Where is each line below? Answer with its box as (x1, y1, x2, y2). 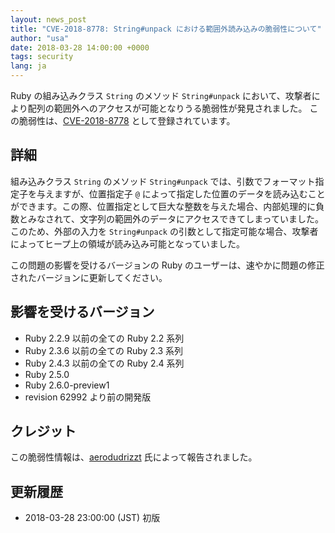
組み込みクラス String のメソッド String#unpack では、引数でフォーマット (10, 175, 316, 187)
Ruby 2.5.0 (24, 368, 70, 380)
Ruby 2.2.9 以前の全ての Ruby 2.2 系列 (24, 332, 185, 344)
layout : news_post (10, 14, 87, 25)
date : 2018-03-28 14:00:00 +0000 (10, 42, 150, 53)
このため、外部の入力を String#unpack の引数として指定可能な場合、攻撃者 (10, 225, 319, 237)
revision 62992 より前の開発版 (24, 391, 152, 403)
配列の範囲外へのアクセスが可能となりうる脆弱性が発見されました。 (27, 102, 308, 114)
